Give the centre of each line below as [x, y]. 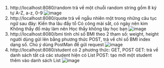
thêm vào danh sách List [35, 60]
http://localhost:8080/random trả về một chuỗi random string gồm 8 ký [83, 8]
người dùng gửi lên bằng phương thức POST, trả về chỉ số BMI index [80, 39]
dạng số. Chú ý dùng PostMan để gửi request [57, 44]
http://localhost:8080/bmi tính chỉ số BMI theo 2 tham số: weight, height [84, 34]
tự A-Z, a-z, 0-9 [26, 13]
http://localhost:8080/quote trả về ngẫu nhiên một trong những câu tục [83, 18]
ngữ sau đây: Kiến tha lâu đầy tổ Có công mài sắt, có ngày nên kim [79, 23]
